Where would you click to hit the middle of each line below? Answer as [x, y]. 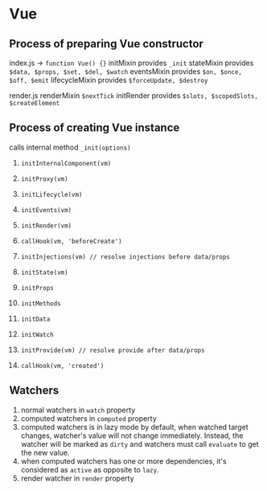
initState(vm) [44, 272]
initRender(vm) [46, 226]
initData [35, 319]
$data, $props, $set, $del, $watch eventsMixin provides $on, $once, [126, 72]
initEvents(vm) [46, 210]
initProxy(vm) [44, 179]
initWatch [37, 334]
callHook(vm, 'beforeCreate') [72, 241]
